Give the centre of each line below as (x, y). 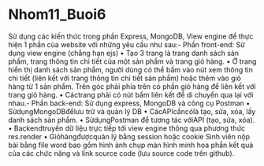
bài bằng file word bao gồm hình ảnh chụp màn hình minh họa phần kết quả (131, 145)
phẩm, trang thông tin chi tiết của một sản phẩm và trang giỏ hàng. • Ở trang (132, 61)
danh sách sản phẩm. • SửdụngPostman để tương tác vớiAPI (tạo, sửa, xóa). (132, 120)
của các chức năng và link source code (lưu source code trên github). (121, 153)
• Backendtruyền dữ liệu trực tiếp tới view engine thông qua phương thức (127, 128)
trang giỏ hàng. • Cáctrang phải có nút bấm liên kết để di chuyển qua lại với (131, 94)
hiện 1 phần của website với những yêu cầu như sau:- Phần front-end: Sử (127, 44)
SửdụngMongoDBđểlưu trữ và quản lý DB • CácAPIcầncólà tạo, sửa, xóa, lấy (132, 111)
